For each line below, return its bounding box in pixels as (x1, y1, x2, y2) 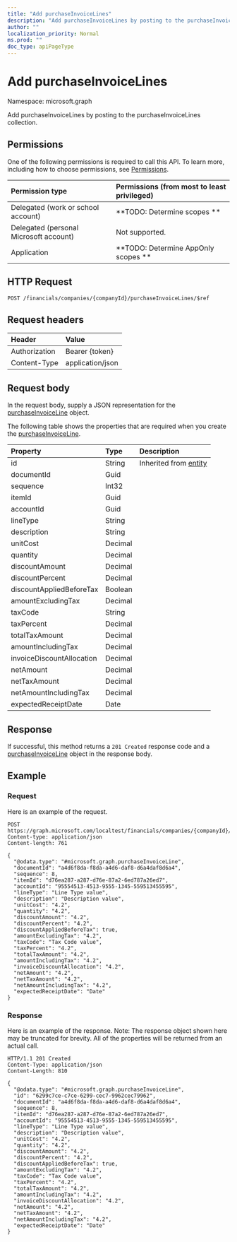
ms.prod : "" (7, 37, 42, 44)
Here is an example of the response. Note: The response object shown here (7, 1026, 228, 1035)
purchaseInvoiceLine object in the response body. (7, 750, 153, 758)
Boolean (105, 584, 133, 594)
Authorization (11, 347, 56, 357)
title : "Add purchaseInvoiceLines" (7, 10, 112, 18)
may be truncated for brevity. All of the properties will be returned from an (7, 1034, 223, 1042)
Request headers (7, 314, 85, 326)
